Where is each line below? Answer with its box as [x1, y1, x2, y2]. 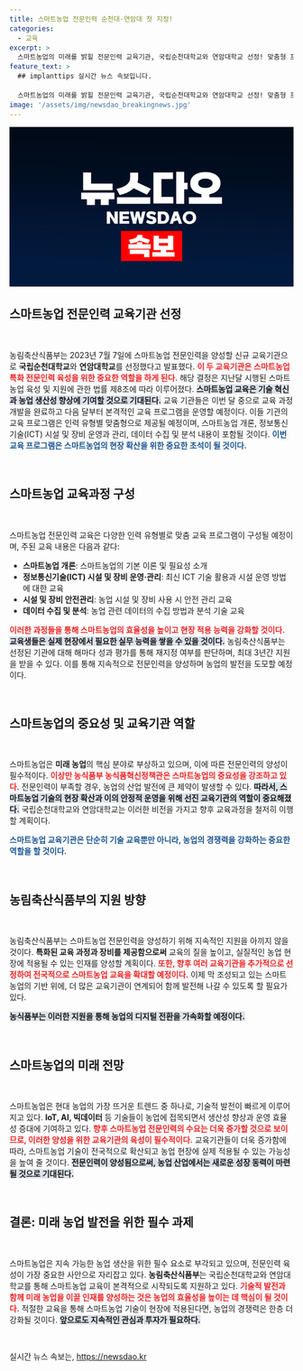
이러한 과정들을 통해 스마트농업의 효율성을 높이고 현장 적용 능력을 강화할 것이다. [9, 624, 286, 635]
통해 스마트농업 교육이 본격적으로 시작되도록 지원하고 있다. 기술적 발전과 [32, 1280, 286, 1291]
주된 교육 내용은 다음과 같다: [21, 541, 120, 551]
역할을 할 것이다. [9, 846, 68, 857]
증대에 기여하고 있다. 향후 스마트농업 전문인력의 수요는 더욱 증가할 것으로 [18, 1124, 272, 1135]
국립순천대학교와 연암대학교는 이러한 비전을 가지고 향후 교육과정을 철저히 [21, 804, 278, 815]
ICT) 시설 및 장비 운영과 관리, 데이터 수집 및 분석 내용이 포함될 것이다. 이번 [26, 429, 287, 440]
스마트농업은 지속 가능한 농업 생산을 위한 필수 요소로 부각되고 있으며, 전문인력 [9, 1257, 281, 1268]
